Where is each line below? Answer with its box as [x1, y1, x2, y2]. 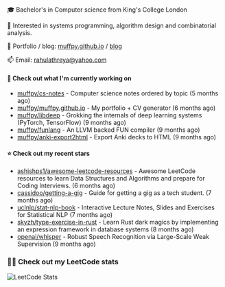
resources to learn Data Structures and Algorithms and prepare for [16, 174, 205, 183]
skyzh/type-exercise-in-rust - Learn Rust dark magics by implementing [16, 218, 219, 227]
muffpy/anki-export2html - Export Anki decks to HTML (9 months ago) [16, 133, 217, 141]
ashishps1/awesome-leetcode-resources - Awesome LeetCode [16, 167, 196, 175]
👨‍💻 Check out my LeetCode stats [7, 257, 119, 266]
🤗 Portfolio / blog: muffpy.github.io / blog [7, 42, 122, 50]
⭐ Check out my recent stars [7, 149, 91, 157]
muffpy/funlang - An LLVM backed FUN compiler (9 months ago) [16, 126, 200, 134]
